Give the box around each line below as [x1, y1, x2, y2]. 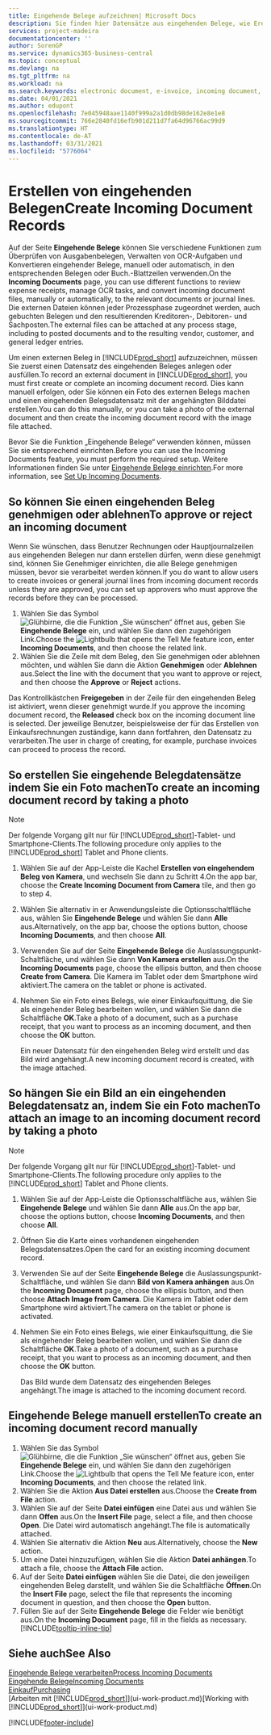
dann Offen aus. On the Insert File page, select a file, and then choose [19, 1511, 253, 1521]
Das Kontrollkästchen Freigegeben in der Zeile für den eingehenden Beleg [8, 693, 256, 703]
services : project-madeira [8, 27, 99, 35]
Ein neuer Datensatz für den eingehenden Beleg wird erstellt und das [19, 1045, 250, 1055]
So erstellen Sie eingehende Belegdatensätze [8, 768, 242, 782]
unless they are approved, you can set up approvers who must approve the [8, 585, 258, 594]
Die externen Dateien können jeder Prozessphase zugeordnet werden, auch [8, 303, 261, 313]
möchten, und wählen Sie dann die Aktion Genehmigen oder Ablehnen [19, 660, 257, 670]
